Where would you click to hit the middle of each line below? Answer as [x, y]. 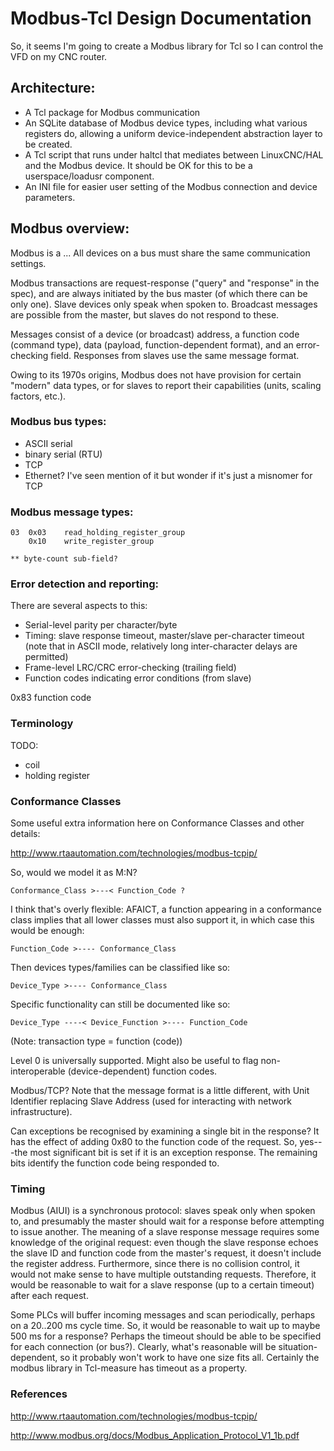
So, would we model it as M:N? [74, 873]
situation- [298, 1347]
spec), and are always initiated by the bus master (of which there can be [159, 293]
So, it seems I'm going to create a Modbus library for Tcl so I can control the [167, 46]
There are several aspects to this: [79, 606]
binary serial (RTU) [63, 454]
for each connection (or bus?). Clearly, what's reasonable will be [143, 1347]
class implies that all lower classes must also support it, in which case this [162, 920]
